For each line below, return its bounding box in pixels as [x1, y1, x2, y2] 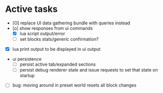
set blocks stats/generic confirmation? [19, 36, 99, 42]
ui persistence [12, 56, 42, 62]
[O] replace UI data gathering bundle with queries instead [12, 20, 131, 26]
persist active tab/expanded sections [19, 61, 96, 68]
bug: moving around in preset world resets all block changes [12, 82, 137, 88]
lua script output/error [19, 30, 66, 36]
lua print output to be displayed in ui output [12, 46, 101, 52]
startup [19, 73, 35, 79]
